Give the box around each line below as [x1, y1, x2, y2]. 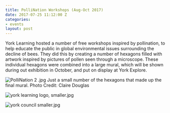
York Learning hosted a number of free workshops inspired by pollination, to [5, 40, 165, 46]
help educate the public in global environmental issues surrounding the [5, 46, 154, 52]
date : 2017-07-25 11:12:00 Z [5, 12, 67, 17]
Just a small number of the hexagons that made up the [47, 77, 162, 83]
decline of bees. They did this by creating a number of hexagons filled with [5, 51, 162, 57]
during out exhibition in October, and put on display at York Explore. [5, 67, 147, 73]
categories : [5, 17, 31, 22]
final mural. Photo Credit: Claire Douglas [5, 82, 90, 89]
